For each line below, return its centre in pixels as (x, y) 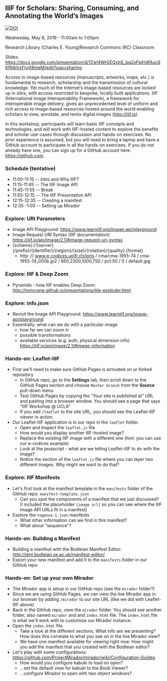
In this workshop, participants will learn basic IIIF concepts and (70, 123)
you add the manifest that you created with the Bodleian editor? (85, 647)
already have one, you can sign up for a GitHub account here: (68, 150)
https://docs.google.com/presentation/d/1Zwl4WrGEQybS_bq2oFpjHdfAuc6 (83, 62)
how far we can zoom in (44, 330)
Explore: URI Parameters (35, 219)
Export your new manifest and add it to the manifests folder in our (80, 560)
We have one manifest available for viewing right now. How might (87, 642)
